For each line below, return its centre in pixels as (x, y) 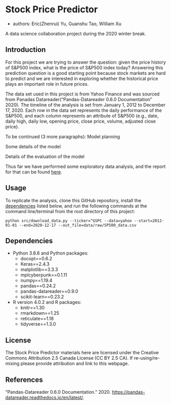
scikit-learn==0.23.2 (42, 297)
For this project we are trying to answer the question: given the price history (85, 62)
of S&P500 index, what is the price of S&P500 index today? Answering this (84, 67)
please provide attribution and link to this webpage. (75, 363)
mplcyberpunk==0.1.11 (44, 275)
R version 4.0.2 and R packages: (47, 302)
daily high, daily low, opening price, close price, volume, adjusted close (81, 121)
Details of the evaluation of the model (45, 156)
